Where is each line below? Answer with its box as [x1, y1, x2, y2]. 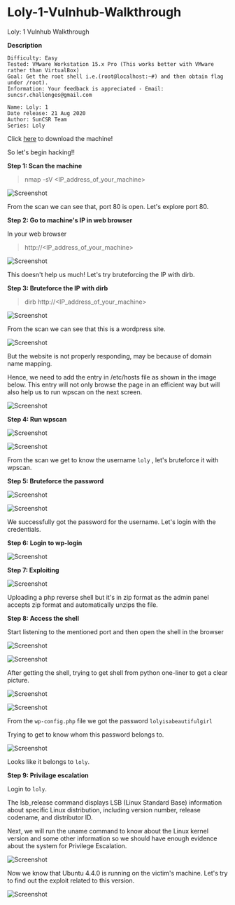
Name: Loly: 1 [7, 103, 49, 111]
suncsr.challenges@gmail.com [7, 91, 92, 98]
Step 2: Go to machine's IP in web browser [7, 215, 133, 224]
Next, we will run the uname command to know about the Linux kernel [7, 826, 208, 835]
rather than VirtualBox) [7, 67, 80, 74]
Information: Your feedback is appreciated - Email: [7, 85, 164, 92]
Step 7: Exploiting [7, 565, 59, 574]
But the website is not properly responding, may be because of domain [7, 351, 212, 360]
